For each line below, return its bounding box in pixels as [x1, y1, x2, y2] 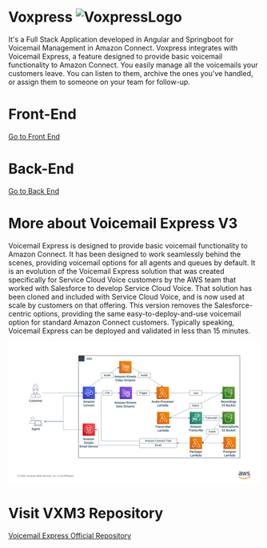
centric [8, 308, 32, 318]
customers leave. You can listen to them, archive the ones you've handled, [8, 68, 253, 78]
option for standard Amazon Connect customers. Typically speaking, [8, 317, 235, 327]
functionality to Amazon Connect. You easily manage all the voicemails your [8, 60, 258, 70]
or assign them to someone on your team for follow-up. [8, 77, 190, 87]
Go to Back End [8, 186, 60, 195]
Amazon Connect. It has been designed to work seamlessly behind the [8, 249, 241, 259]
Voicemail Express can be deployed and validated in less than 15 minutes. [8, 325, 250, 336]
